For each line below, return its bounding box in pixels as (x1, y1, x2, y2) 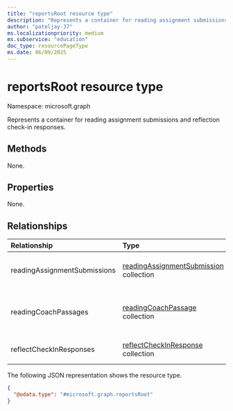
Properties (7, 182, 54, 193)
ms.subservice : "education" (7, 36, 89, 43)
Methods (7, 143, 47, 155)
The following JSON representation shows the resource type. (7, 371, 182, 380)
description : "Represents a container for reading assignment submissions (7, 17, 228, 24)
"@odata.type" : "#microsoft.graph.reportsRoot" (13, 391, 154, 398)
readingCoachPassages (10, 307, 89, 317)
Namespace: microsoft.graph (7, 102, 91, 110)
